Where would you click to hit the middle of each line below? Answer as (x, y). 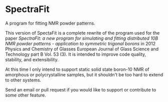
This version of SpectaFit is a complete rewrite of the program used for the (82, 33)
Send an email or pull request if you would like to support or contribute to (81, 89)
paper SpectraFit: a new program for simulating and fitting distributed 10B (82, 38)
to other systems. (23, 80)
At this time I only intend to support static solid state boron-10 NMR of (77, 69)
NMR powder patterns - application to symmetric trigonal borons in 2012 (80, 43)
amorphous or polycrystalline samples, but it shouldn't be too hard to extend (84, 74)
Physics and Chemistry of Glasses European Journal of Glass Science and (82, 49)
